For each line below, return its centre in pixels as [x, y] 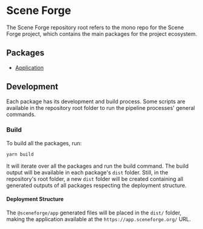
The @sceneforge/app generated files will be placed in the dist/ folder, [94, 213]
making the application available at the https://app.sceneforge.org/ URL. [99, 219]
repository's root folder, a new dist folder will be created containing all [95, 179]
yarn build [20, 154]
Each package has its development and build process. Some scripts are [96, 101]
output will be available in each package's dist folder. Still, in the [87, 172]
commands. [21, 114]
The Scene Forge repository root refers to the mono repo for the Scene [95, 27]
